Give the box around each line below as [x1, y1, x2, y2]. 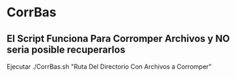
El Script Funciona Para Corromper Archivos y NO [6, 33, 230, 45]
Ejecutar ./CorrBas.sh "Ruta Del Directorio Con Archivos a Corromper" [6, 62, 212, 71]
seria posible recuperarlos [6, 43, 126, 55]
